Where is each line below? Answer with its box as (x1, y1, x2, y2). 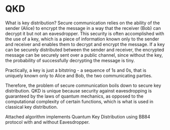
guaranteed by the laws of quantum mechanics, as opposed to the (5, 93, 144, 99)
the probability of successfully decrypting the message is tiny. (5, 57, 135, 63)
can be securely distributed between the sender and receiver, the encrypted (5, 47, 164, 53)
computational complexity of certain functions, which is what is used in (5, 98, 153, 104)
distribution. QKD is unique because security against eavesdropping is (5, 88, 152, 94)
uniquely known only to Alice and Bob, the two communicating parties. (5, 72, 153, 78)
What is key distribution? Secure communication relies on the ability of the (5, 20, 160, 26)
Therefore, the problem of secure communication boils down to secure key (5, 82, 161, 89)
